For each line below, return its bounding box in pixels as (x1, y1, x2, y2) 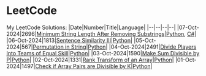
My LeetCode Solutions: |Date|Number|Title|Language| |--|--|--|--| (6, 24, 176, 31)
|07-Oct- (177, 24, 199, 31)
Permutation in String (32, 43, 86, 50)
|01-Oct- (175, 56, 197, 63)
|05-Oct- (134, 36, 156, 44)
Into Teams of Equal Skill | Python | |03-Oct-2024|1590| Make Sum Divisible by (6, 49, 200, 57)
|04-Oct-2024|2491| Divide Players (109, 43, 197, 50)
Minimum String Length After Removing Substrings (36, 30, 165, 37)
